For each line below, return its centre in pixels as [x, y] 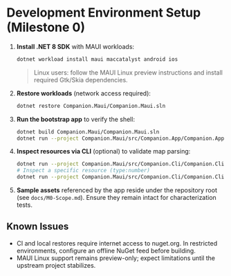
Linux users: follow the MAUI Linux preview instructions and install [128, 72]
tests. [24, 205]
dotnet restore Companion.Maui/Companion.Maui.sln [91, 106]
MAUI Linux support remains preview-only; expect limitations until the [116, 258]
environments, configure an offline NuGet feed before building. [106, 250]
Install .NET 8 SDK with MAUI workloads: [75, 46]
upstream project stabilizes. [56, 265]
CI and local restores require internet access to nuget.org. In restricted [117, 243]
